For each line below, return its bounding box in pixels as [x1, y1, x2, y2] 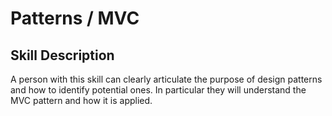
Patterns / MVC [10, 7, 140, 30]
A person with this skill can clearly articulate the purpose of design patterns [10, 73, 323, 85]
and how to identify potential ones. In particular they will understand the [10, 84, 307, 96]
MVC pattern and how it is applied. [10, 95, 153, 106]
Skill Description [10, 47, 115, 64]
